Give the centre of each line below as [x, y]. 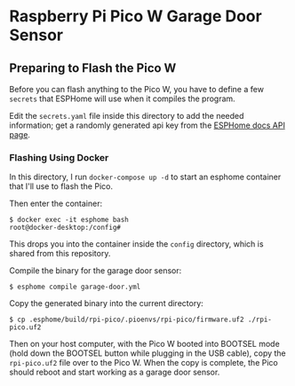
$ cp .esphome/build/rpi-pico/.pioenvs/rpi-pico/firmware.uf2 [127, 320]
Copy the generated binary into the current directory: [107, 303]
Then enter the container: [56, 204]
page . [20, 134]
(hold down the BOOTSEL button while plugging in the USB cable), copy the [147, 353]
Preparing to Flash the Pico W [93, 68]
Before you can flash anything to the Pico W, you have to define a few [137, 89]
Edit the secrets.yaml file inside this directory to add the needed [127, 116]
